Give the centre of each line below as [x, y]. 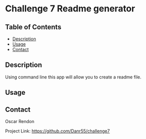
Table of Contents [33, 27]
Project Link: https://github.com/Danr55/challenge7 [57, 131]
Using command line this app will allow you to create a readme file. [73, 77]
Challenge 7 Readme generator [70, 9]
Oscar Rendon [20, 122]
